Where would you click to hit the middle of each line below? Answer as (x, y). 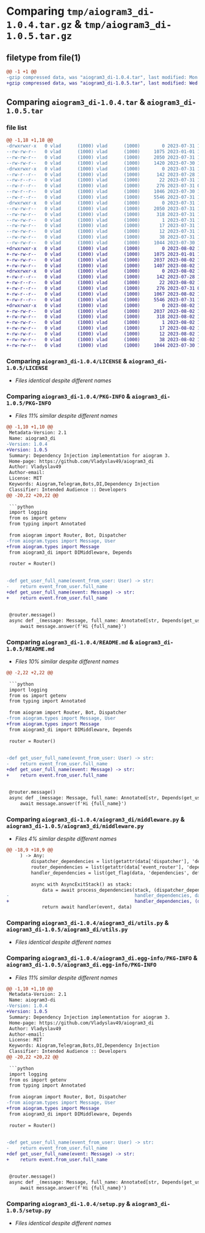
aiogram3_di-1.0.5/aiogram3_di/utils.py (67, 929)
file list (17, 127)
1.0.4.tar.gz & (44, 24)
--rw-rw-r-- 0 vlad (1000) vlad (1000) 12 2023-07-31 (101, 232)
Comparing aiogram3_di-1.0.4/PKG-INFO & (69, 396)
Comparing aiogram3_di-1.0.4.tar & (76, 102)
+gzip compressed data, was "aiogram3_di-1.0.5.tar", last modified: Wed (102, 83)
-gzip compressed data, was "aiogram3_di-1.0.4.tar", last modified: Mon (102, 77)
